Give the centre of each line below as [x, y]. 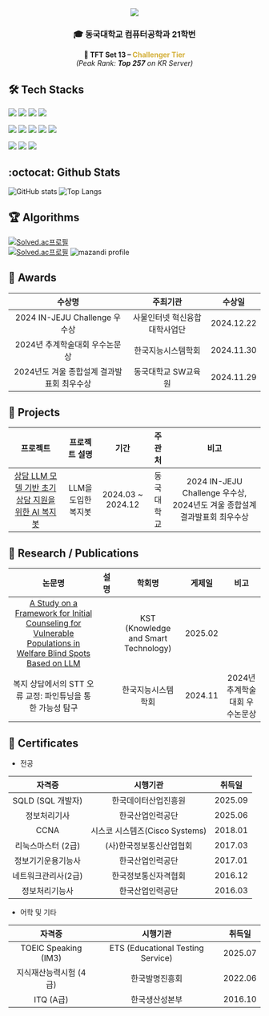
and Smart [148, 638]
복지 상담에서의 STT [49, 684]
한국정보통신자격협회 [149, 876]
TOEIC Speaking [51, 948]
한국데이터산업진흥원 [149, 800]
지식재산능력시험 [46, 972]
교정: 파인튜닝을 [53, 696]
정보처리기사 [48, 816]
